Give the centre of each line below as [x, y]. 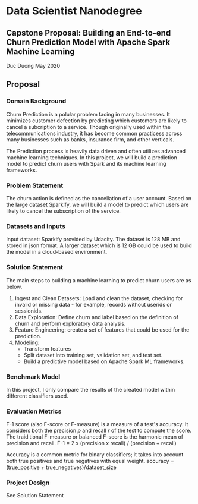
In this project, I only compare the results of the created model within [91, 389]
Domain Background [36, 101]
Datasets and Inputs [36, 226]
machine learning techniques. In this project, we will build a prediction [92, 157]
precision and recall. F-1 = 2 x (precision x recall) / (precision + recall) [91, 443]
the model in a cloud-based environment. [57, 252]
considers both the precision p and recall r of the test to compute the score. [99, 431]
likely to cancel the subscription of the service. [63, 211]
